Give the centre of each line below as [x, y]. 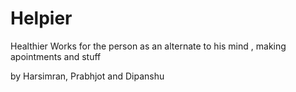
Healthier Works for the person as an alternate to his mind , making [148, 46]
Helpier [41, 18]
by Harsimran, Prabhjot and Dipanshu [87, 76]
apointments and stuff [56, 56]
